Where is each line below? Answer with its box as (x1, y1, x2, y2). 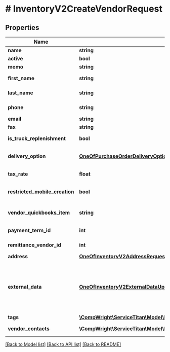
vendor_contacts (8, 325, 50, 332)
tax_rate (8, 170, 28, 178)
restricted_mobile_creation (8, 188, 74, 195)
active (8, 55, 23, 62)
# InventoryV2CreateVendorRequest (5, 3, 163, 15)
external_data (8, 284, 42, 290)
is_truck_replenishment (8, 135, 66, 142)
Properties (5, 23, 39, 32)
